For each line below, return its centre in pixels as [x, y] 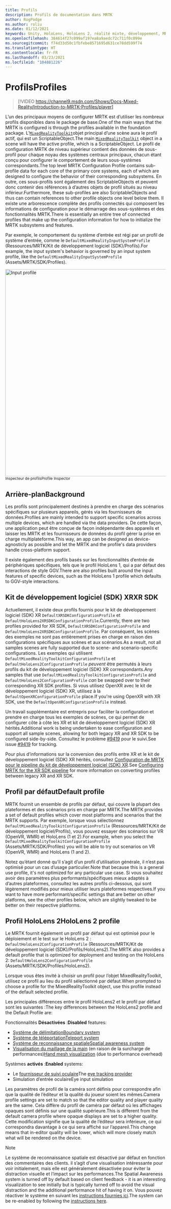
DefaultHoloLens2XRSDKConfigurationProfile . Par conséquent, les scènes [82, 631]
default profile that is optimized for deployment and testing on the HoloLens [85, 955]
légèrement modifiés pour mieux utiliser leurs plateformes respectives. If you [85, 889]
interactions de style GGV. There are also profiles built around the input [79, 571]
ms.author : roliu [24, 24]
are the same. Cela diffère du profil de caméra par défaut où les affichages [83, 1105]
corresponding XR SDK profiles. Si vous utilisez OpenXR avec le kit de [79, 685]
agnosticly [16, 544]
